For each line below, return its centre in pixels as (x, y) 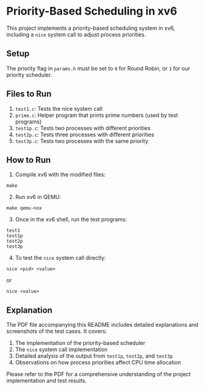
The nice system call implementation (61, 350)
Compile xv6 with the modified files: (60, 175)
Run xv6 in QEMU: (38, 197)
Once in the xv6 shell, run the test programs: (71, 220)
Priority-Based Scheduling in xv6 (92, 11)
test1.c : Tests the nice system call (59, 108)
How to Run (29, 160)
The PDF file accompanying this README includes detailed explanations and (102, 325)
